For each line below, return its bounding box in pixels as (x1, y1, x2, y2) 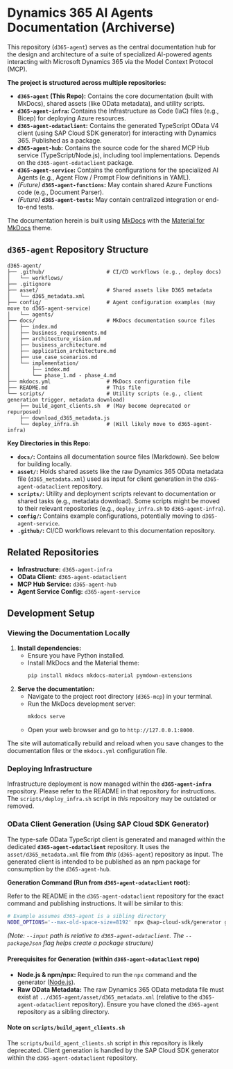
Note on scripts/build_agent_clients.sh (7, 1023, 126, 1031)
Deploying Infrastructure (7, 763, 92, 773)
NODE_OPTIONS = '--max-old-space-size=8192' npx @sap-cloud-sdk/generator (7, 919, 222, 926)
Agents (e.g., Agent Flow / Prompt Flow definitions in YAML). (17, 173, 191, 182)
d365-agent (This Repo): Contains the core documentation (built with (17, 92, 214, 100)
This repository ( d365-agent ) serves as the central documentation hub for (7, 42, 216, 51)
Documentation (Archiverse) (7, 19, 175, 35)
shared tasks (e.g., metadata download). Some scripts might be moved (17, 496, 221, 505)
